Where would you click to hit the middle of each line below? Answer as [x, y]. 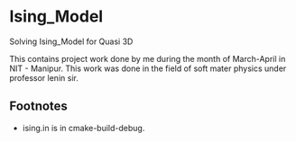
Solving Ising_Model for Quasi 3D [71, 41]
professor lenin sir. [44, 77]
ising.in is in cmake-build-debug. [83, 128]
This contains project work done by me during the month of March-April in [148, 58]
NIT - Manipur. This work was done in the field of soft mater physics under [148, 68]
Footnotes [38, 106]
